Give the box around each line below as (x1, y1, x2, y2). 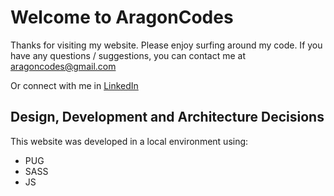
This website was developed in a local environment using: (10, 135, 249, 147)
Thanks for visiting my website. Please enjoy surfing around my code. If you (10, 39, 323, 51)
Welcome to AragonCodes (10, 6, 234, 29)
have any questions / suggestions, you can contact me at (10, 49, 247, 61)
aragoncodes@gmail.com (10, 60, 117, 72)
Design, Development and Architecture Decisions (10, 109, 325, 126)
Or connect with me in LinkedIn (10, 79, 139, 91)
